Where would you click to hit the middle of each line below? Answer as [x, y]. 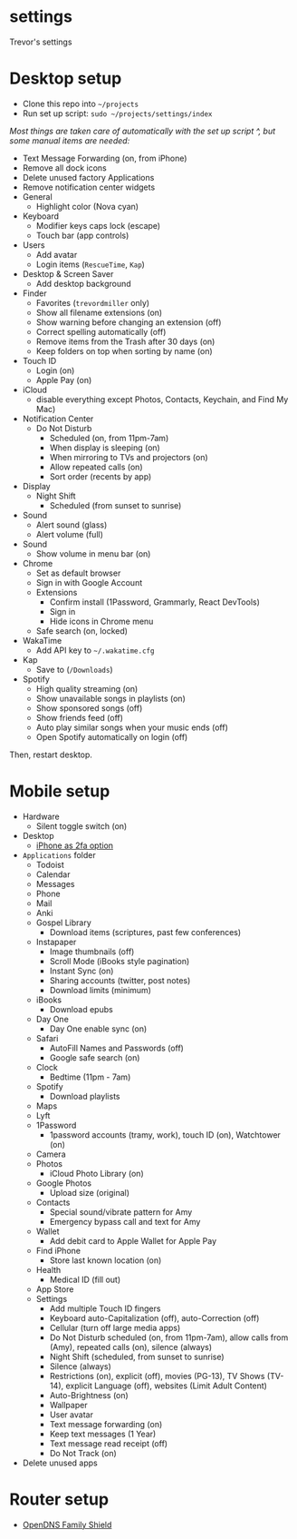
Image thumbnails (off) [92, 952]
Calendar [53, 874]
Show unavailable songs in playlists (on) [110, 698]
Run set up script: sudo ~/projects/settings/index [117, 113]
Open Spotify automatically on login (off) [112, 736]
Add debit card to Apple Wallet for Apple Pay [133, 1240]
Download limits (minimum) [101, 990]
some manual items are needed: [70, 140]
